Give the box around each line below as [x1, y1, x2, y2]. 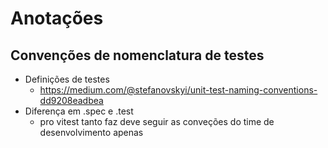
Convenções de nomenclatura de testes [10, 47, 265, 64]
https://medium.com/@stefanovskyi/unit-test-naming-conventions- [39, 84, 318, 96]
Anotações [10, 7, 104, 30]
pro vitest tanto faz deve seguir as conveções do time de [39, 116, 275, 127]
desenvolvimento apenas [39, 127, 144, 138]
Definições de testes [24, 73, 110, 85]
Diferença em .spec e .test [24, 105, 134, 117]
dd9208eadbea [39, 95, 104, 106]
